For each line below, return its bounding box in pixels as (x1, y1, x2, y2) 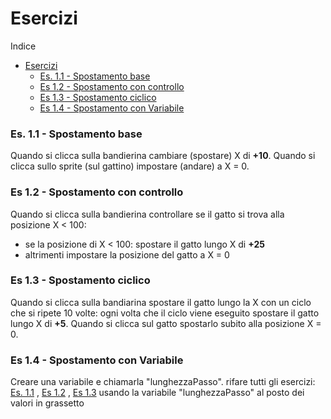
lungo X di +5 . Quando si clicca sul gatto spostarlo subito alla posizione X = (10, 317, 322, 329)
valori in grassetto (10, 397, 85, 409)
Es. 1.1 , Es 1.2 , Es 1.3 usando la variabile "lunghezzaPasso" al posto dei (10, 387, 305, 399)
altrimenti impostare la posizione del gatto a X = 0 (24, 248, 230, 261)
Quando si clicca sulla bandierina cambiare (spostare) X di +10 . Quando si (10, 150, 316, 162)
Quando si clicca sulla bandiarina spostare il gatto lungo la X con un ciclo (10, 296, 312, 308)
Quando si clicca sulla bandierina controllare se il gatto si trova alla (10, 208, 285, 220)
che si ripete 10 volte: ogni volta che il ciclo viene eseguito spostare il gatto (10, 307, 320, 319)
